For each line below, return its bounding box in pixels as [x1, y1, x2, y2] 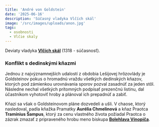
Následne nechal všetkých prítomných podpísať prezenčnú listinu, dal [5, 86, 144, 92]
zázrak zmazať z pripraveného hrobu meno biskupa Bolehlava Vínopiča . [5, 116, 150, 122]
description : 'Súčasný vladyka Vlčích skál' [5, 16, 96, 21]
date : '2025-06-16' [5, 12, 45, 17]
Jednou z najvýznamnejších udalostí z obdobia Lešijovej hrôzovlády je [5, 71, 145, 77]
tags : [5, 25, 16, 30]
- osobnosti [9, 30, 34, 35]
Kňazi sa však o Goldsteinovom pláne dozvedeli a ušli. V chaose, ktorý [5, 101, 146, 107]
